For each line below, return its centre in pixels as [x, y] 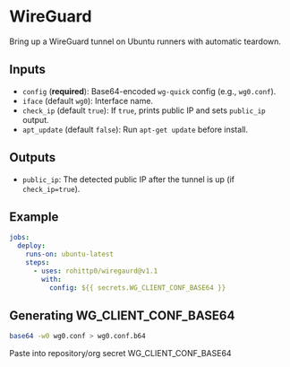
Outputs [33, 157]
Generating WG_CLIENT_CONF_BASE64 [122, 315]
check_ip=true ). [51, 188]
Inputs [28, 70]
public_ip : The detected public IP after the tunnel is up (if [128, 179]
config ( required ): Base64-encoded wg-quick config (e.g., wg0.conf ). [149, 91]
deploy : [32, 246]
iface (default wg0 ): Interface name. [88, 100]
